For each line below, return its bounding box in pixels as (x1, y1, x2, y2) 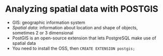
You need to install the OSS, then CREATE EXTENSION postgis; (12, 45, 135, 51)
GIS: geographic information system (12, 19, 85, 25)
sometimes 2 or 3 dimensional (12, 30, 74, 36)
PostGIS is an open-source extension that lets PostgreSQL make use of (12, 35, 156, 41)
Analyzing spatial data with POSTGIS (5, 3, 159, 15)
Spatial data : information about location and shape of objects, (12, 24, 138, 30)
